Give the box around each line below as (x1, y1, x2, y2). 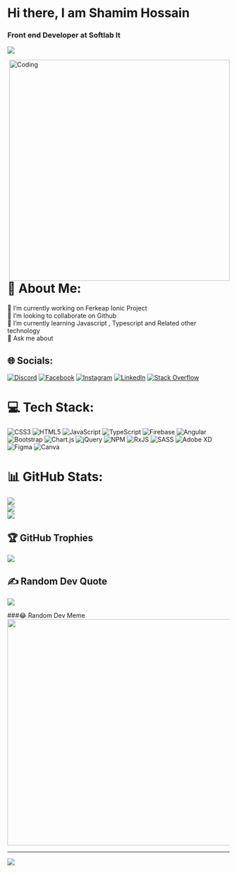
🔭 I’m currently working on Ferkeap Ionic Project (7, 304, 147, 313)
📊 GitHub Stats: (7, 469, 104, 485)
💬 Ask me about (7, 334, 54, 342)
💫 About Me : (7, 281, 82, 296)
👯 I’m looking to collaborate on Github (7, 311, 117, 320)
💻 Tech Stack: (7, 400, 95, 415)
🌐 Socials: (7, 354, 54, 366)
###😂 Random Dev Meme (7, 611, 86, 620)
